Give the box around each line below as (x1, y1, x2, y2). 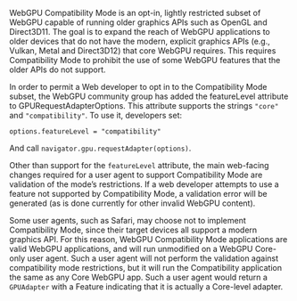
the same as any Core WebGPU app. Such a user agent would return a (9, 272, 268, 282)
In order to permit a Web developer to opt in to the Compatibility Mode (9, 82, 268, 92)
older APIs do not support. (9, 64, 106, 75)
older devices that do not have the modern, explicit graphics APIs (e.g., (9, 36, 270, 46)
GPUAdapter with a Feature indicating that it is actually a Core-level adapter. (9, 281, 284, 292)
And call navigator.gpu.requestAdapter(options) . (9, 142, 192, 153)
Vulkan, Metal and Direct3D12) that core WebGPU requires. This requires (9, 45, 276, 56)
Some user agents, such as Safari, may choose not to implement (9, 216, 247, 225)
